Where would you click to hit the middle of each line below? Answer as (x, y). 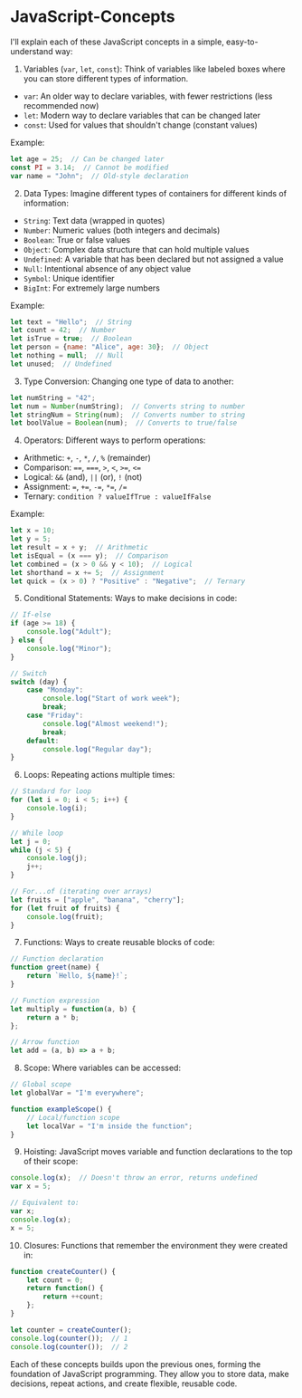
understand (32, 51)
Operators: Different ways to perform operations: (114, 440)
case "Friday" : (55, 716)
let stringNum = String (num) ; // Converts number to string (128, 415)
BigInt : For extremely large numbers (92, 288)
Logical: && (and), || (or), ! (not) (83, 477)
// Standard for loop (51, 791)
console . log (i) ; (57, 809)
